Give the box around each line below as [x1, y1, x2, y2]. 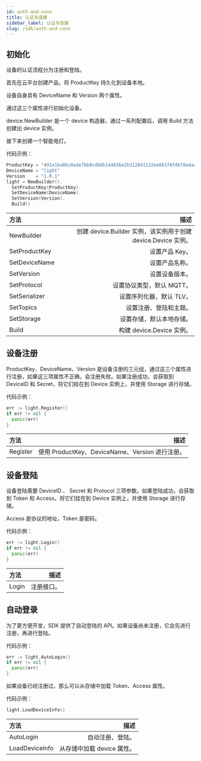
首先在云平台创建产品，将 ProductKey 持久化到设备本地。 [6, 79, 148, 86]
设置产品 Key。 [149, 247, 192, 256]
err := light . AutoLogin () [6, 654, 71, 660]
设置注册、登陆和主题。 [125, 304, 192, 312]
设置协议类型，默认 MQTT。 [112, 281, 192, 289]
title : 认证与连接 [6, 14, 48, 20]
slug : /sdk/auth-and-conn [6, 25, 71, 32]
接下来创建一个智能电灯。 [6, 137, 69, 144]
